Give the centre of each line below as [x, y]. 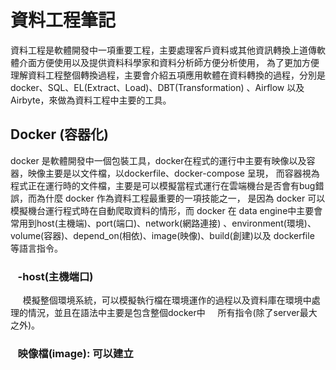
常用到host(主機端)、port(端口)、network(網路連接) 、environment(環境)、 [163, 223]
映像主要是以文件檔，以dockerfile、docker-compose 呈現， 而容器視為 [173, 173]
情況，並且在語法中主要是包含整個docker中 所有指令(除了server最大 [172, 313]
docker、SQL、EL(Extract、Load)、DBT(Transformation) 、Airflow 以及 [157, 87]
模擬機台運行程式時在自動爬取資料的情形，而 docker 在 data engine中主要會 [166, 210]
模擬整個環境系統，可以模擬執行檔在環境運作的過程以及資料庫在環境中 [167, 300]
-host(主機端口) [55, 276]
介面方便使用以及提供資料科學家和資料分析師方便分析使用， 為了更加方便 [169, 62]
